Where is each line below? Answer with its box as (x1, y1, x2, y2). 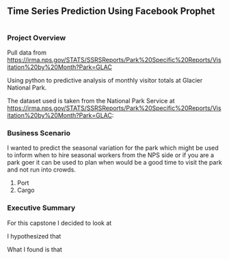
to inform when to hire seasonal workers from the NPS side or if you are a (7, 151, 214, 159)
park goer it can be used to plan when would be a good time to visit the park (7, 159, 222, 167)
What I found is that (7, 245, 63, 254)
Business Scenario (7, 128, 70, 137)
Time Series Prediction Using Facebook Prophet (7, 5, 215, 17)
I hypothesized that (7, 232, 62, 240)
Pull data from (7, 48, 46, 57)
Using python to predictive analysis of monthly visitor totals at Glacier (7, 76, 203, 84)
